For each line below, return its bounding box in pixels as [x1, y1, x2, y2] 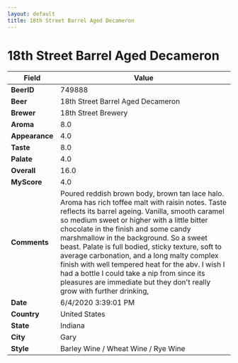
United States [59, 309, 106, 319]
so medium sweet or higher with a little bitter [59, 216, 208, 225]
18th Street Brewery [59, 108, 128, 118]
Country [11, 309, 40, 319]
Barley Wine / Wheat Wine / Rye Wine [59, 344, 186, 354]
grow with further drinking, [59, 286, 149, 296]
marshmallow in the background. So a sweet [59, 233, 208, 243]
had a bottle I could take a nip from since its [59, 269, 205, 279]
